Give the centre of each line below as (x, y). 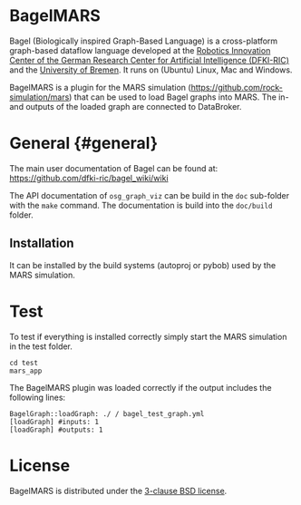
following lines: (38, 397)
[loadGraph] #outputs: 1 (56, 430)
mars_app (26, 371)
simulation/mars (39, 97)
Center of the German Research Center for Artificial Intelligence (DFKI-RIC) (150, 60)
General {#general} (84, 144)
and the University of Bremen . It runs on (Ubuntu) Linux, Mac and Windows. (151, 70)
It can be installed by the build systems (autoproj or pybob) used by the (143, 265)
